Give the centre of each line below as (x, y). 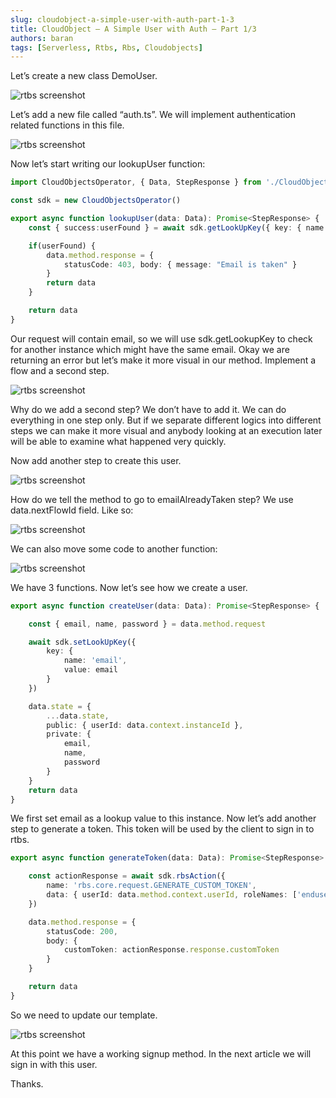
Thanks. (27, 1083)
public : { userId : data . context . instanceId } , (145, 725)
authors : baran (42, 38)
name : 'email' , (95, 661)
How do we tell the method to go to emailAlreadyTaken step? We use (152, 499)
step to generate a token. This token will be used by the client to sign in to (162, 829)
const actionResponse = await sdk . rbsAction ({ (127, 876)
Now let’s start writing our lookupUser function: (108, 164)
